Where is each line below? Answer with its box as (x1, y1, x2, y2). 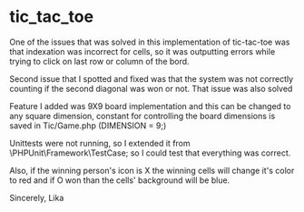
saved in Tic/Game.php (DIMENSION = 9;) (9, 120, 167, 131)
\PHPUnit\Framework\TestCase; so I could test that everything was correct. (9, 147, 291, 158)
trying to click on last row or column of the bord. (9, 56, 190, 66)
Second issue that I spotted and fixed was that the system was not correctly (9, 73, 294, 84)
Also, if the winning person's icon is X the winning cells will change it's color (9, 165, 295, 176)
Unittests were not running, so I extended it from (9, 137, 191, 148)
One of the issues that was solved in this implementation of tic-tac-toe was (9, 36, 290, 47)
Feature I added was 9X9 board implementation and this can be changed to (9, 100, 291, 111)
